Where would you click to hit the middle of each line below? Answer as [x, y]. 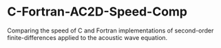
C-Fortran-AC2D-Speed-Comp [97, 12]
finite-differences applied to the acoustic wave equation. [87, 37]
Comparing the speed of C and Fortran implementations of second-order [110, 30]
